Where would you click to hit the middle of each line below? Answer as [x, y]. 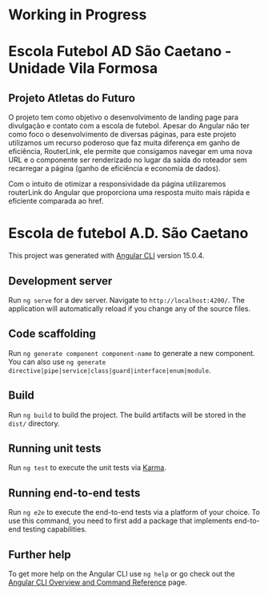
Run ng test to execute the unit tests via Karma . [87, 467]
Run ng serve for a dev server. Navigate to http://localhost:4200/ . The [127, 300]
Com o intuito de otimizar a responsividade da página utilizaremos [117, 184]
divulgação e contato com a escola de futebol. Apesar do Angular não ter [129, 126]
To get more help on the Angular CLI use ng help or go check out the [122, 574]
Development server [60, 281]
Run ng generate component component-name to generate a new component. [132, 353]
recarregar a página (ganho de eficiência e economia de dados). [115, 168]
